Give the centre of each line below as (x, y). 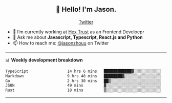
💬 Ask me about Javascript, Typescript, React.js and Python (78, 37)
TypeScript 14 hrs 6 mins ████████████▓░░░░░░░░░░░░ (83, 71)
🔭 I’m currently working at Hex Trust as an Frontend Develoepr (78, 32)
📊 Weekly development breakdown (44, 60)
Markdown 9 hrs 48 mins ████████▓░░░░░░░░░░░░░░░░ (83, 76)
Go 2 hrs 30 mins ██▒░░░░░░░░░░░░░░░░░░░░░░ (83, 81)
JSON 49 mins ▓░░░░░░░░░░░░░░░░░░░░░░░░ (83, 86)
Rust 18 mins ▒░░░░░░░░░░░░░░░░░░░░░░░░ (83, 90)
